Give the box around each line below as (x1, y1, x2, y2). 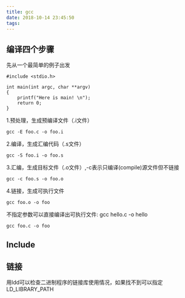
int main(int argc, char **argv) (6, 84, 91, 90)
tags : (6, 20, 20, 26)
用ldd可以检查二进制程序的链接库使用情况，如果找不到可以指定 (6, 279, 163, 286)
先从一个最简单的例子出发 (6, 61, 70, 69)
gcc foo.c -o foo (6, 223, 50, 229)
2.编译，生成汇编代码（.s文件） (6, 140, 85, 147)
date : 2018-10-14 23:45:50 (6, 15, 75, 21)
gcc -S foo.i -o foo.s (6, 152, 64, 158)
